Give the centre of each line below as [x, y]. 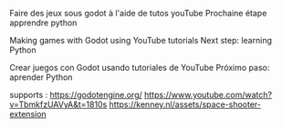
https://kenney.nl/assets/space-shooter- [185, 104]
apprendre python [43, 23]
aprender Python [41, 77]
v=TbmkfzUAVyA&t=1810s [58, 104]
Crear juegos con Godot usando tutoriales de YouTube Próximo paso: [140, 68]
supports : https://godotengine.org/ [76, 95]
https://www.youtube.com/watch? [208, 95]
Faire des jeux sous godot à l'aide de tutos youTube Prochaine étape [138, 13]
